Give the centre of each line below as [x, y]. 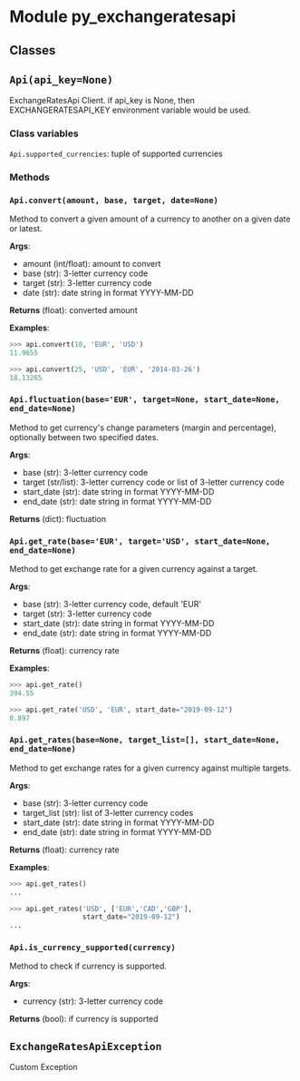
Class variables [44, 133]
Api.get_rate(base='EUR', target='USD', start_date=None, [140, 541]
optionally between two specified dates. [84, 437]
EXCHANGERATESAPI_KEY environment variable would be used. [130, 110]
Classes [33, 50]
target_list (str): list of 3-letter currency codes [108, 812]
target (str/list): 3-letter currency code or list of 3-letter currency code [153, 482]
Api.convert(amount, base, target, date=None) [114, 200]
